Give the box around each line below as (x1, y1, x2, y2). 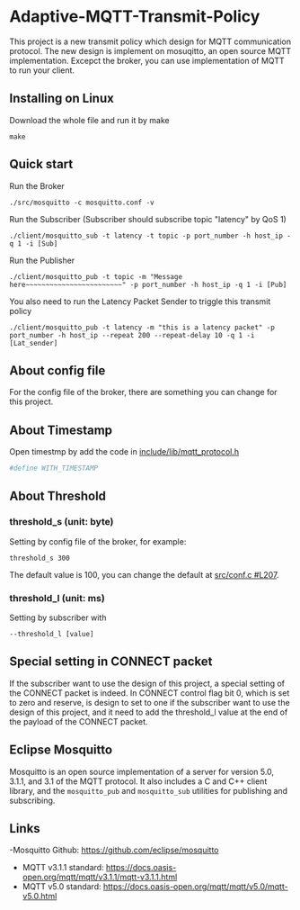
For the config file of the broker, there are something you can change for (9, 387, 278, 398)
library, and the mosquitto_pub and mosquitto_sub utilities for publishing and (9, 785, 288, 796)
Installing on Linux (9, 91, 114, 106)
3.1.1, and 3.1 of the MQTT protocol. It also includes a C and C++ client (9, 776, 268, 787)
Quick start (9, 157, 74, 172)
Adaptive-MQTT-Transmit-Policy (9, 6, 260, 27)
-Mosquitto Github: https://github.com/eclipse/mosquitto (9, 844, 219, 856)
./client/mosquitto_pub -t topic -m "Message (9, 272, 182, 281)
